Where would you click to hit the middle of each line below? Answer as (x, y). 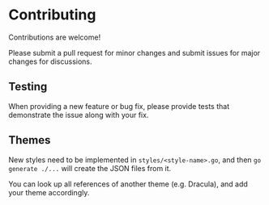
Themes (30, 140)
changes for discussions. (50, 61)
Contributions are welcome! (55, 37)
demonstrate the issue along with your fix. (79, 115)
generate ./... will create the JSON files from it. (90, 168)
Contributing (52, 15)
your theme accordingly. (49, 192)
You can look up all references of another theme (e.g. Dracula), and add (128, 184)
